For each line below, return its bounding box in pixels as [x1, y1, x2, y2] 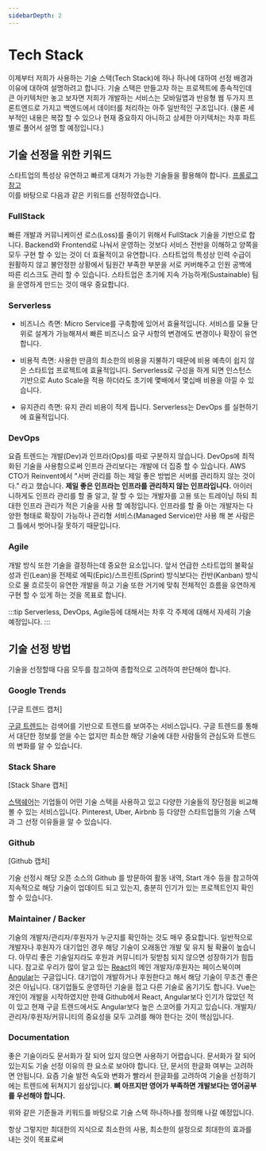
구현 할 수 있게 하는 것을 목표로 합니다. [8, 590, 127, 599]
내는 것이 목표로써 [8, 1134, 64, 1144]
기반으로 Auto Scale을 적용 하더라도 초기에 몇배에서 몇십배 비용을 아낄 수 [19, 375, 246, 385]
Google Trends [8, 685, 67, 696]
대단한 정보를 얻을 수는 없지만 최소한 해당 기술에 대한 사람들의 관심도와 [16, 731, 235, 741]
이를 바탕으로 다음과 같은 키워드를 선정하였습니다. [8, 191, 161, 200]
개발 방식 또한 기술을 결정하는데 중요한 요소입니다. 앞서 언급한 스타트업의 [8, 560, 233, 570]
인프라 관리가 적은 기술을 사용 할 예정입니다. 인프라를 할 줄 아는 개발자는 [22, 501, 245, 510]
